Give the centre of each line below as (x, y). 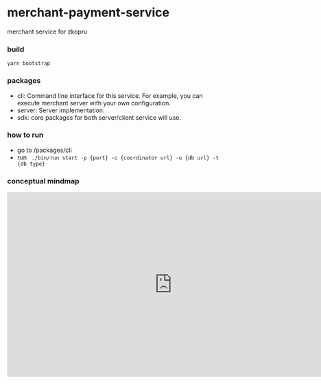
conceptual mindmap (44, 181)
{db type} (31, 164)
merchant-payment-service (88, 13)
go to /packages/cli (44, 150)
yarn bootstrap (29, 64)
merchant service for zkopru (47, 31)
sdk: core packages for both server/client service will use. (99, 117)
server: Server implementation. (61, 110)
